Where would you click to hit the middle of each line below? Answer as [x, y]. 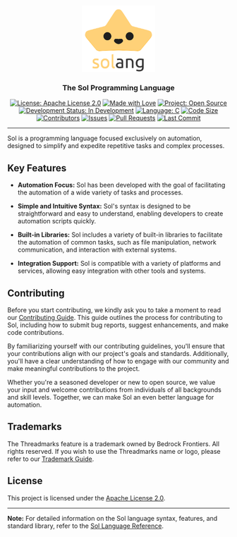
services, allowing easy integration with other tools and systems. [111, 271]
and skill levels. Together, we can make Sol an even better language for [111, 397]
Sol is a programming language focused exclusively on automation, [105, 138]
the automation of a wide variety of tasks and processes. [100, 192]
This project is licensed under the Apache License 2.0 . [86, 498]
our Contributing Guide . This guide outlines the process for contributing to [115, 317]
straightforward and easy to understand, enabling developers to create [120, 214]
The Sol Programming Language [119, 87]
